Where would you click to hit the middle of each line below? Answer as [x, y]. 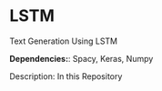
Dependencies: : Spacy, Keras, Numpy [81, 58]
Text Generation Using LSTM [64, 41]
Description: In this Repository [66, 76]
